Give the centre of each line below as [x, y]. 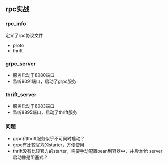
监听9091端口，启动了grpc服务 [44, 81]
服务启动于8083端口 [33, 106]
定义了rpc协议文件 [24, 35]
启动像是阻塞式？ [30, 157]
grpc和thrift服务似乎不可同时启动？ [49, 138]
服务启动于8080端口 [33, 75]
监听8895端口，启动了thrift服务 [45, 112]
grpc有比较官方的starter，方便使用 [48, 145]
